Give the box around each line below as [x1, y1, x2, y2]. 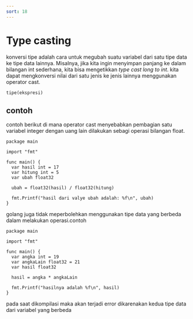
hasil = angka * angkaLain [11, 274, 78, 281]
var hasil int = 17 [11, 164, 59, 170]
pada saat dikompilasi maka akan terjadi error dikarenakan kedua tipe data [6, 300, 187, 307]
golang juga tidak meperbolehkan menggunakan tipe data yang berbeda [6, 211, 181, 218]
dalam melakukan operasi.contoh [6, 217, 87, 224]
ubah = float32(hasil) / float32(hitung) [11, 185, 115, 191]
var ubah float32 [11, 174, 54, 181]
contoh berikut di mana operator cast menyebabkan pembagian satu [6, 121, 172, 128]
